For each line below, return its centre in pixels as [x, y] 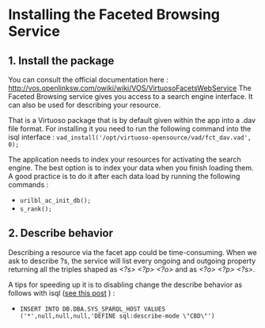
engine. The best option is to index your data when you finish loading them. [131, 168]
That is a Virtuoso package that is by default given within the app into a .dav [132, 120]
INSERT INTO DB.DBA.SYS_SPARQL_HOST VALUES [93, 309]
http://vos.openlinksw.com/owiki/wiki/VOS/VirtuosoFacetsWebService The [130, 88]
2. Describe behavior [61, 233]
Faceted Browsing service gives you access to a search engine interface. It [131, 96]
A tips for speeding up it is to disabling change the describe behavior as [125, 284]
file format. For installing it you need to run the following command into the [130, 129]
